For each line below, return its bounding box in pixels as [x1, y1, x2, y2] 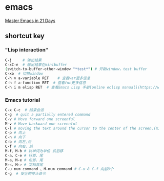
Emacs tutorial [5, 96, 41, 103]
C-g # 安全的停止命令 [5, 171, 46, 176]
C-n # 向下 [5, 135, 26, 140]
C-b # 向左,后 [5, 139, 32, 144]
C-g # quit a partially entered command [5, 112, 91, 117]
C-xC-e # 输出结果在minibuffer [5, 62, 67, 67]
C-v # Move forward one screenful [5, 116, 76, 121]
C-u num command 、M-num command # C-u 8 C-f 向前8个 [5, 167, 114, 172]
